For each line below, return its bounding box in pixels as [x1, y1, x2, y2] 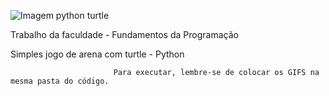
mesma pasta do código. [10, 76, 110, 86]
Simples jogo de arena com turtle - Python [10, 48, 185, 60]
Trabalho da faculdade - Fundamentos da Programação [10, 29, 239, 40]
